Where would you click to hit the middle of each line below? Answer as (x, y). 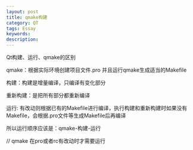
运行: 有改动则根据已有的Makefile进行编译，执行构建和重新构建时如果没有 (97, 108)
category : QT (22, 23)
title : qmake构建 (27, 17)
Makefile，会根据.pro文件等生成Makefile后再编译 (66, 115)
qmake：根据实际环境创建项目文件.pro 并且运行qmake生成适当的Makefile (96, 70)
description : (22, 39)
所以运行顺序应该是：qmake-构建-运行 (54, 128)
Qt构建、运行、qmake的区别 (41, 57)
